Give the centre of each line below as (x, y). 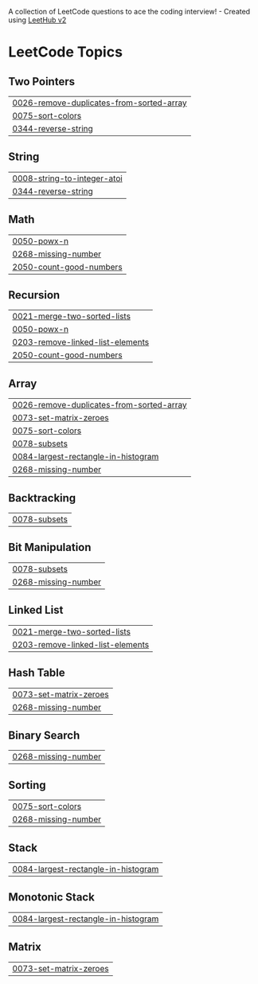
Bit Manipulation (50, 547)
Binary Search (44, 735)
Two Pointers (42, 82)
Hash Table (37, 673)
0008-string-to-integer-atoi (68, 178)
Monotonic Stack (52, 898)
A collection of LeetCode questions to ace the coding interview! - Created (129, 12)
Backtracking (42, 498)
